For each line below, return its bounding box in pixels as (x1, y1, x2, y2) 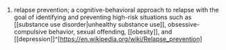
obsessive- (168, 21, 200, 28)
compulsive (13, 27, 47, 36)
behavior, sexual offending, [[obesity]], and (48, 27, 172, 36)
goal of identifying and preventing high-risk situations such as (13, 13, 192, 21)
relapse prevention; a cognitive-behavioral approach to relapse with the (13, 6, 219, 14)
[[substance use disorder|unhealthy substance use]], (13, 21, 167, 28)
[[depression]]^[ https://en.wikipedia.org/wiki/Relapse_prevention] (13, 35, 203, 43)
